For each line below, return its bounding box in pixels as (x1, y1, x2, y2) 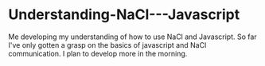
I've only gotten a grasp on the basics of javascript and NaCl (8, 40, 207, 49)
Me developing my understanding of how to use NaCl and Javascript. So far (8, 32, 257, 41)
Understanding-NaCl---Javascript (8, 6, 240, 24)
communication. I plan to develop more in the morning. (8, 49, 188, 58)
